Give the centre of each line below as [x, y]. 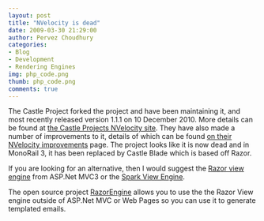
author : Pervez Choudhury [51, 37]
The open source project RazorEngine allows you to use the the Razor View [131, 192]
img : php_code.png [38, 74]
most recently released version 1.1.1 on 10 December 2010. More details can [130, 120]
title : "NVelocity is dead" [55, 23]
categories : [28, 45]
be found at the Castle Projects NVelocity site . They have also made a [122, 128]
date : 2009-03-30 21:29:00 [53, 30]
